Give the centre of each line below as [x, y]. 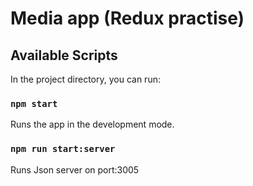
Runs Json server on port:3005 [75, 169]
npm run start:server [63, 149]
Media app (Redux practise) [127, 18]
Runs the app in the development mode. [92, 124]
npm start [34, 103]
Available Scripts [64, 55]
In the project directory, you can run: [85, 79]
